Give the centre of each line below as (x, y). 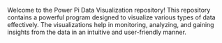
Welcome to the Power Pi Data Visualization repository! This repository (109, 10)
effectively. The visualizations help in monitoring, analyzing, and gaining (111, 25)
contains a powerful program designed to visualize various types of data (111, 17)
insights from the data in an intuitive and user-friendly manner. (97, 32)
